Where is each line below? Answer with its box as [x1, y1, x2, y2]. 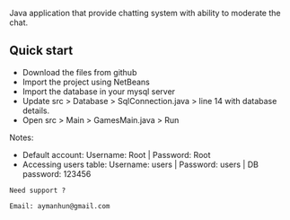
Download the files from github [22, 66, 137, 77]
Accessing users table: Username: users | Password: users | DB [22, 159, 259, 170]
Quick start [9, 43, 74, 58]
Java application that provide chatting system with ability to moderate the [9, 8, 281, 18]
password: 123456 [22, 168, 92, 179]
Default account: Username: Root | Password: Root [22, 149, 211, 160]
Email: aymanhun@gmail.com [9, 201, 110, 210]
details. [22, 105, 50, 116]
